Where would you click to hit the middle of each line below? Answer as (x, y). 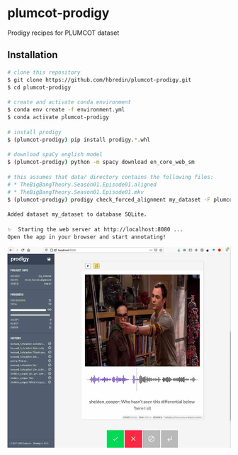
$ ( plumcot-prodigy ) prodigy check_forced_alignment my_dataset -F (109, 199)
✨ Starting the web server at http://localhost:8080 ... (95, 230)
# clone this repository (44, 72)
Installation (33, 55)
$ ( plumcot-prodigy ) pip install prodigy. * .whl (79, 140)
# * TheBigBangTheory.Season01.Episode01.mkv (75, 192)
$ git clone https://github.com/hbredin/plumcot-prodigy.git (100, 80)
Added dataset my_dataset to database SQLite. (77, 214)
